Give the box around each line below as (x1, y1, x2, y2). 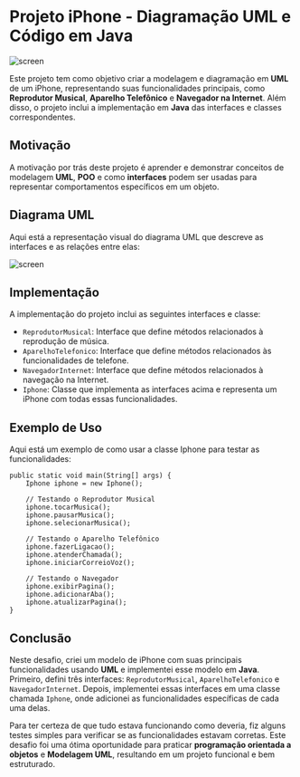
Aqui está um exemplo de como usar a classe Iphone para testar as (9, 444, 260, 455)
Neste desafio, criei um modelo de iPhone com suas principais (9, 655, 242, 665)
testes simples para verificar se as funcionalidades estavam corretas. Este (9, 730, 286, 740)
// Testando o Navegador (25, 574, 119, 583)
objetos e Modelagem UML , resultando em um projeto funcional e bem (9, 749, 276, 760)
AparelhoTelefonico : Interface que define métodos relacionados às (22, 346, 272, 357)
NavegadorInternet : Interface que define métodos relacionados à (22, 365, 264, 376)
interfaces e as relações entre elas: (9, 241, 140, 252)
